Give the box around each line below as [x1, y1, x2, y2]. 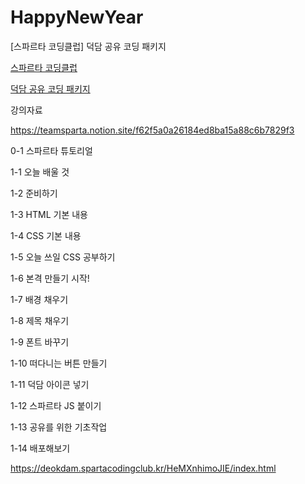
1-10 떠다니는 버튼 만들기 [10, 357, 108, 369]
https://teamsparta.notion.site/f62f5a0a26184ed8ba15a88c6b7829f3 [10, 124, 295, 136]
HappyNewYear [10, 6, 144, 29]
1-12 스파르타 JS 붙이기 [10, 399, 102, 411]
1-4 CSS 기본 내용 [10, 229, 82, 241]
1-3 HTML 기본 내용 [10, 208, 88, 220]
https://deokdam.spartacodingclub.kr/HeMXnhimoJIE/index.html [10, 462, 277, 474]
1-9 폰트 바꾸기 [10, 336, 70, 348]
